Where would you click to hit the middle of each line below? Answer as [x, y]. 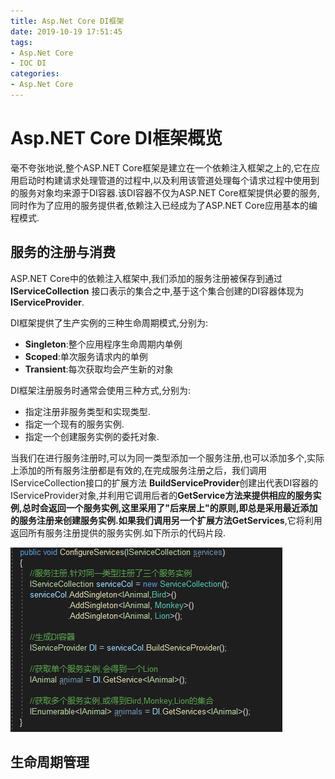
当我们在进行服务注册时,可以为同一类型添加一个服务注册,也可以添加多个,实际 [167, 457]
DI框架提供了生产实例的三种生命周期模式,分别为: [109, 322]
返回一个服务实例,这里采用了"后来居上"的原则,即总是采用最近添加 [183, 507]
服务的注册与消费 [63, 252]
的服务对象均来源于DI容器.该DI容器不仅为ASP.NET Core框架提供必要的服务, [165, 192]
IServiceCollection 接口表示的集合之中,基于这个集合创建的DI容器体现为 [157, 291]
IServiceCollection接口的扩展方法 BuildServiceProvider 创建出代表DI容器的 [164, 482]
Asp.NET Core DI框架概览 [116, 138]
